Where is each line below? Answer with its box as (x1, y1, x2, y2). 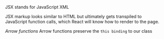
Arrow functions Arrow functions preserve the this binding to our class (5, 28, 153, 34)
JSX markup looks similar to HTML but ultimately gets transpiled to (5, 14, 142, 19)
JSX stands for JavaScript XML (5, 4, 70, 10)
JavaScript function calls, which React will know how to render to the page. (5, 19, 160, 24)
